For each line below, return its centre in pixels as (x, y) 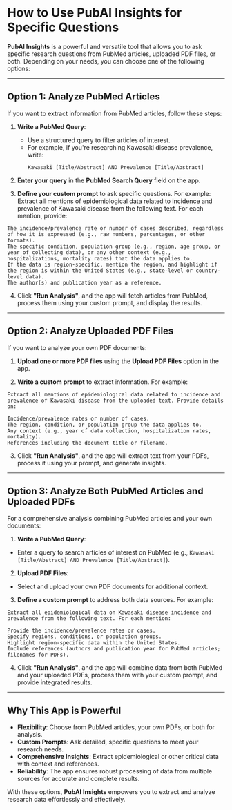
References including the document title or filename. (88, 443)
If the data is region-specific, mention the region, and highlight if (112, 264)
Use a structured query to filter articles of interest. (99, 140)
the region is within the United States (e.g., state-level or (100, 271)
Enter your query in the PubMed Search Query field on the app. (109, 180)
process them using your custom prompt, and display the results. (110, 302)
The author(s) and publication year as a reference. (85, 282)
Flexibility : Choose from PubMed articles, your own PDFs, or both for (116, 727)
